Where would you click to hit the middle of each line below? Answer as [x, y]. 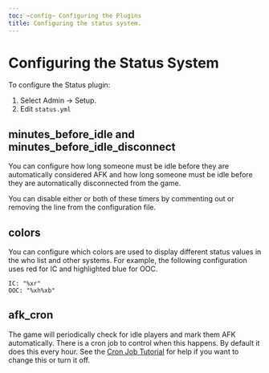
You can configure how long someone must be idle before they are [119, 166]
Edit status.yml [45, 109]
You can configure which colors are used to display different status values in [135, 252]
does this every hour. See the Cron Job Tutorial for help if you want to [124, 351]
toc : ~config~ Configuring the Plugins [75, 16]
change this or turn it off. [49, 360]
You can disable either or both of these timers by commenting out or [121, 199]
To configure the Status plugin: [59, 85]
